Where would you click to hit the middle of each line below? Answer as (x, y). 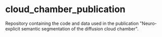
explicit (13, 28)
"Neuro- (148, 23)
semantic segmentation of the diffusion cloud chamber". (80, 28)
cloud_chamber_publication (65, 9)
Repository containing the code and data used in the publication (72, 23)
